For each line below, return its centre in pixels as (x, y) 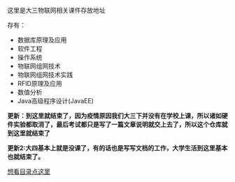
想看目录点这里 (29, 172)
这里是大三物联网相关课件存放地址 (56, 10)
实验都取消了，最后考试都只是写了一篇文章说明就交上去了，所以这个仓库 (117, 124)
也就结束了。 (26, 157)
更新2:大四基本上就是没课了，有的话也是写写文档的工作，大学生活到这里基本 (117, 148)
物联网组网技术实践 (45, 75)
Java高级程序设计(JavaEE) (56, 101)
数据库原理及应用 (42, 40)
